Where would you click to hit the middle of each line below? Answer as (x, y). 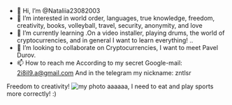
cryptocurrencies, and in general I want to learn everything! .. (105, 40)
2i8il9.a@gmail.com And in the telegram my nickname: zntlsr (104, 73)
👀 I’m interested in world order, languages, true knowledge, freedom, (116, 18)
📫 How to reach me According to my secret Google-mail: (99, 63)
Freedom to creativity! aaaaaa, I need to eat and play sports (110, 86)
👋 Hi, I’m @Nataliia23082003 (58, 11)
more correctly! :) (31, 94)
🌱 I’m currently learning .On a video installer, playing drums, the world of (121, 33)
